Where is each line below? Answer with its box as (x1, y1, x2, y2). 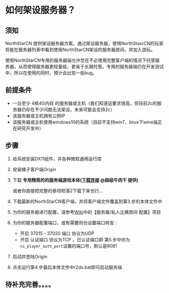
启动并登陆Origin (12, 253, 48, 259)
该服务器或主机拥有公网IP (12, 112, 65, 118)
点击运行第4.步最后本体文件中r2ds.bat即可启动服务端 (12, 264, 122, 270)
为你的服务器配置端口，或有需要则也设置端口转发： (12, 219, 119, 226)
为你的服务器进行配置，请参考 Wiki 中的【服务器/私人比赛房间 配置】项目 (12, 209, 161, 215)
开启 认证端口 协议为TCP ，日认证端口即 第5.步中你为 (20, 236, 131, 242)
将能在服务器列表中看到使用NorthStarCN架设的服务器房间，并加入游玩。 (5, 47, 155, 53)
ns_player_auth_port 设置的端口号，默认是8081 (20, 243, 117, 249)
